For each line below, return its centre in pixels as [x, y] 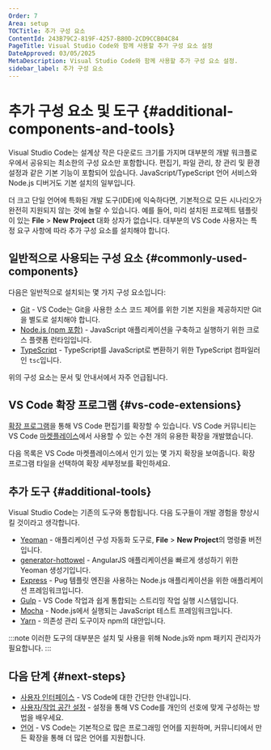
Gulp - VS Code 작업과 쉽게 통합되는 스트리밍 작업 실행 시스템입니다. [129, 601]
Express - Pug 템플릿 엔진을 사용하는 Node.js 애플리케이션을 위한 [124, 581]
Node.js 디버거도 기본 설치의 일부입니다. [72, 182]
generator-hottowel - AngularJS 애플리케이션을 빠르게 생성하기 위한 [129, 560]
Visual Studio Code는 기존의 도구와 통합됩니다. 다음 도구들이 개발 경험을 [123, 513]
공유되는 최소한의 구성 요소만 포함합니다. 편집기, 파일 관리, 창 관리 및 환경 [145, 162]
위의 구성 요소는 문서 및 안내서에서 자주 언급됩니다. [88, 377]
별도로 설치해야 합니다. [65, 319]
